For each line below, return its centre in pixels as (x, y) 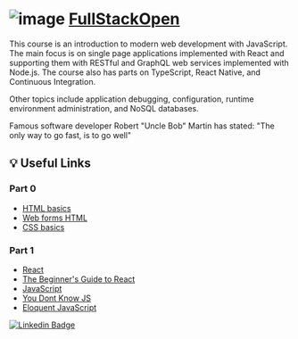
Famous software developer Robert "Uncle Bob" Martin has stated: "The (142, 126)
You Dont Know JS (57, 298)
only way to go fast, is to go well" (70, 135)
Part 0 (23, 189)
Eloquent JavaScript (59, 307)
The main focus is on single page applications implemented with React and (147, 53)
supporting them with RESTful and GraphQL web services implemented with (149, 62)
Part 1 (21, 250)
